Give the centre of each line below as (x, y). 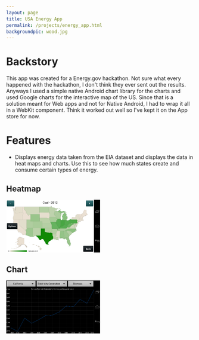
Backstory (32, 62)
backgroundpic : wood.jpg (37, 32)
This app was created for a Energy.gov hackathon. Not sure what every (94, 78)
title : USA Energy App (34, 19)
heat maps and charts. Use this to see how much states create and (97, 164)
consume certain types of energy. (56, 170)
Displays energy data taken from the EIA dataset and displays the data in (104, 157)
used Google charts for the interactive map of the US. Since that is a (90, 97)
